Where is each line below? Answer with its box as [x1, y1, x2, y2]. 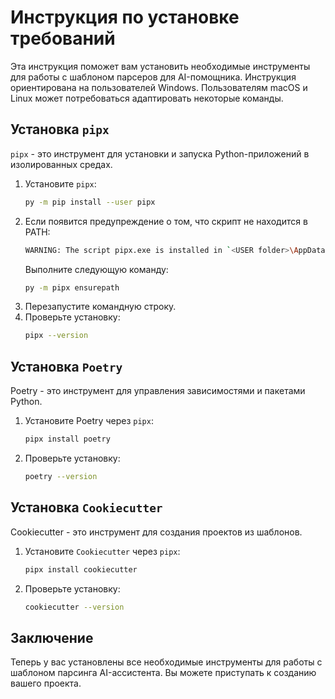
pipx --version [24, 331, 89, 341]
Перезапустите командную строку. [24, 301, 177, 313]
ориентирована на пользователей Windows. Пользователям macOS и [10, 81, 308, 93]
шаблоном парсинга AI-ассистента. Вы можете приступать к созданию [10, 667, 317, 679]
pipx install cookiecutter [24, 564, 138, 575]
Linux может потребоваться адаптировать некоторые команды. [10, 92, 284, 104]
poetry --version [24, 471, 98, 481]
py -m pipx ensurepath [24, 282, 120, 293]
